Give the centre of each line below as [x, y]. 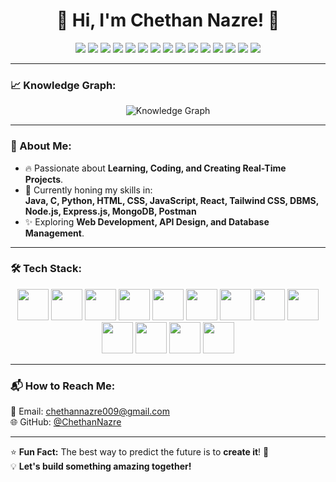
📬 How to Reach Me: [63, 386]
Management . [54, 233]
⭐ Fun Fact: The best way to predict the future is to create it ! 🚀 [140, 452]
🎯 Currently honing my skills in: [88, 190]
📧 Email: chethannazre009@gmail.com [90, 411]
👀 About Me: [41, 146]
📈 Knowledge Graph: [63, 85]
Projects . [44, 179]
